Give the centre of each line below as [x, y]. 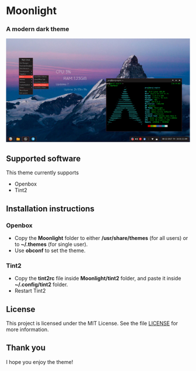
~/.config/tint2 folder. [41, 284]
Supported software [43, 158]
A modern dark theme [38, 29]
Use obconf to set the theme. [50, 250]
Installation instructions [50, 209]
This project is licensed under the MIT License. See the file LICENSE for [92, 324]
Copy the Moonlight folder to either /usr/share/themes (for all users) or [101, 238]
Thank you [26, 348]
